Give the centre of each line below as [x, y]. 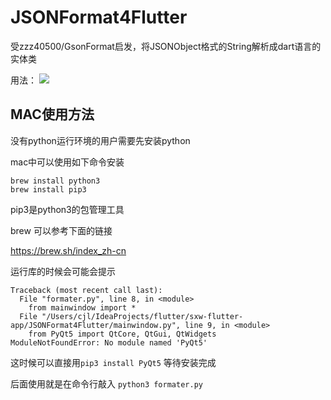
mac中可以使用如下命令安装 [67, 162]
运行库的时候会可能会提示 [63, 271]
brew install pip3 [48, 189]
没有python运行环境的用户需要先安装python [100, 140]
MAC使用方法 [52, 114]
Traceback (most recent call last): [86, 290]
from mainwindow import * [82, 307]
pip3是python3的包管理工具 [67, 209]
